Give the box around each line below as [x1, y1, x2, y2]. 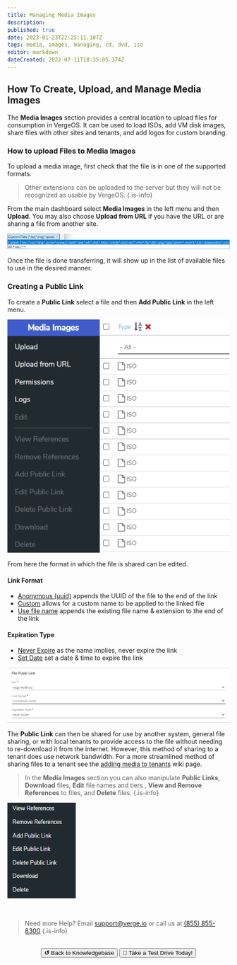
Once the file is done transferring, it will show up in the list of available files [7, 256, 226, 265]
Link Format [7, 576, 44, 584]
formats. [7, 169, 32, 178]
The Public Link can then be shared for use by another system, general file [7, 729, 226, 738]
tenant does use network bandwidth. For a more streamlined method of [7, 752, 215, 760]
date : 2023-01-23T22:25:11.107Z [7, 34, 102, 41]
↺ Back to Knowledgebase [44, 949, 114, 957]
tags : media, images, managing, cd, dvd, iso [7, 41, 143, 49]
